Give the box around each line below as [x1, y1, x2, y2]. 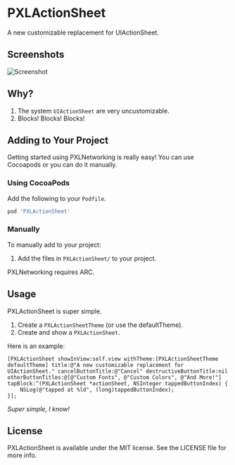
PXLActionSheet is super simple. [7, 306, 102, 315]
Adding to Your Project [7, 134, 109, 146]
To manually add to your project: [7, 240, 101, 249]
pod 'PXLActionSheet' [7, 208, 71, 215]
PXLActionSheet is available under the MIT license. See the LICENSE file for [7, 444, 227, 452]
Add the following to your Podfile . [7, 194, 106, 202]
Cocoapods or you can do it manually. [7, 161, 118, 169]
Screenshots [7, 49, 65, 61]
